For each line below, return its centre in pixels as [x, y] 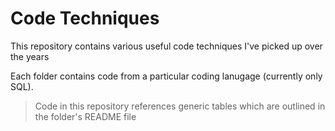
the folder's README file [85, 116]
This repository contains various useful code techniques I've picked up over [166, 46]
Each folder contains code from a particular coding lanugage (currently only [166, 76]
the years [30, 56]
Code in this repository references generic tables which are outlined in [180, 106]
